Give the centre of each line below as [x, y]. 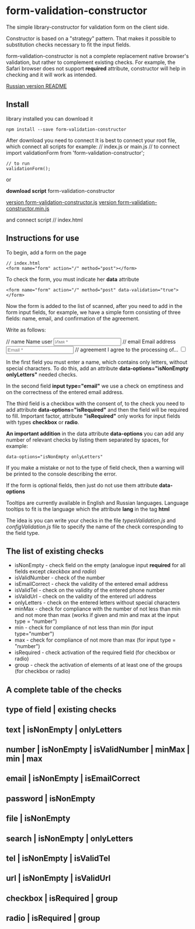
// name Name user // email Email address [91, 341]
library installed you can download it [50, 118]
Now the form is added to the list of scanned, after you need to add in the [94, 306]
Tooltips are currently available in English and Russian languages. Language [97, 503]
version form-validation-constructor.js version [61, 202]
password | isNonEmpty [51, 799]
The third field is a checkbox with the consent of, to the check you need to [95, 404]
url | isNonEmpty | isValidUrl [58, 878]
